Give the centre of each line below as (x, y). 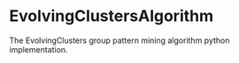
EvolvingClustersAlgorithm (112, 16)
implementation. (39, 49)
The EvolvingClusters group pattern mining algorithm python (119, 40)
